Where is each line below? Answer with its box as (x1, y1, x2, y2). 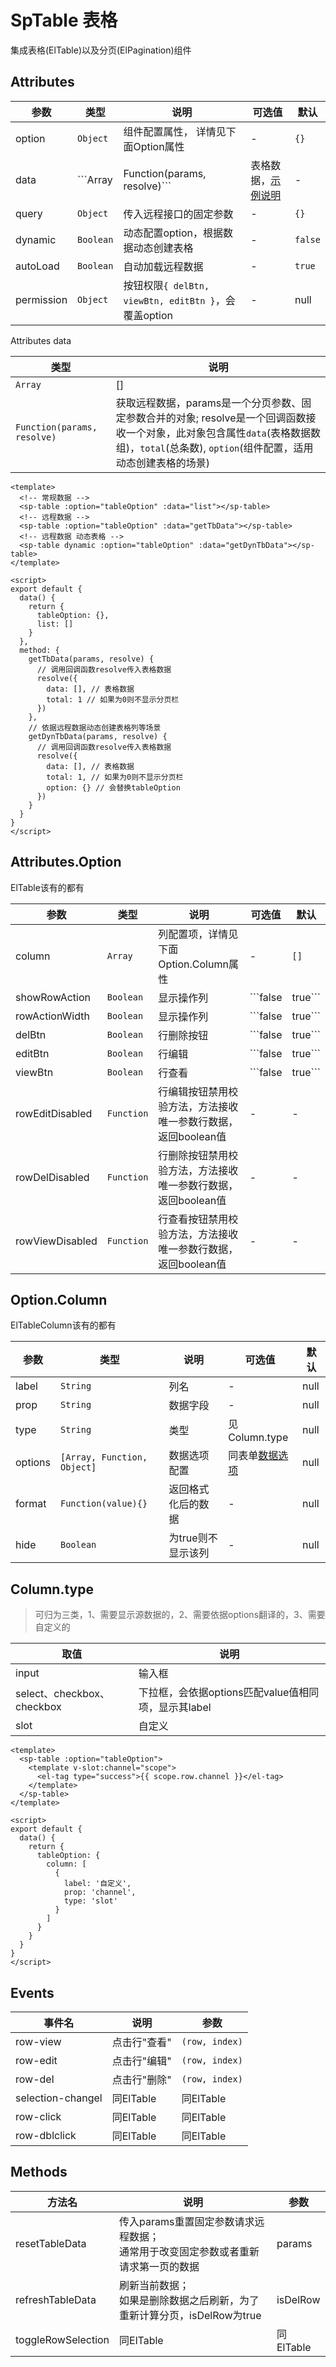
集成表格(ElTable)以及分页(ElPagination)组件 (10, 44, 192, 56)
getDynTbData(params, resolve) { (28, 731, 168, 741)
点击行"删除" (111, 2073, 172, 2086)
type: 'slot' (63, 1896, 118, 1906)
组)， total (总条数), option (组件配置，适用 (115, 441, 314, 455)
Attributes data (10, 334, 72, 346)
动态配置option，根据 (123, 226, 223, 240)
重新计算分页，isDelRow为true (119, 2308, 262, 2322)
